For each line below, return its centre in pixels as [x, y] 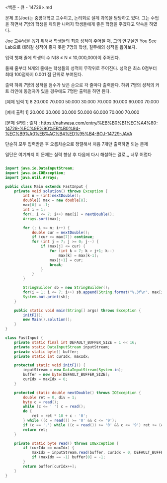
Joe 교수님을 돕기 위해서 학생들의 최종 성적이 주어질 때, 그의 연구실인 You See [81, 41]
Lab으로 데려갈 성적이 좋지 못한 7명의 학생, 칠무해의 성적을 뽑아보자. [71, 47]
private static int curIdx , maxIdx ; [52, 356]
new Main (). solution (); [47, 320]
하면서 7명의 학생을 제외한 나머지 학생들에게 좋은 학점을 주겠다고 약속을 [79, 24]
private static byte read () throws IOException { [67, 443]
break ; [56, 265]
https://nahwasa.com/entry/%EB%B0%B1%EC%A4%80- [100, 123]
